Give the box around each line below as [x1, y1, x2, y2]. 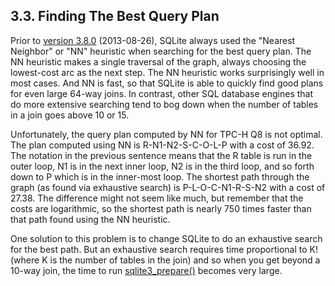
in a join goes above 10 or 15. [10, 109, 130, 121]
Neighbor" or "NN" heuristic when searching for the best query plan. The [10, 45, 312, 57]
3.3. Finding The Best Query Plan [10, 8, 220, 25]
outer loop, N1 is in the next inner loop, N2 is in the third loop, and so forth [10, 160, 315, 172]
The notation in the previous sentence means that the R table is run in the [10, 149, 313, 161]
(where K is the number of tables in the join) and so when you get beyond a [10, 254, 321, 266]
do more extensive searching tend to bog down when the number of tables [10, 98, 319, 110]
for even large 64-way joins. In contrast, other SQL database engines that [10, 87, 314, 99]
